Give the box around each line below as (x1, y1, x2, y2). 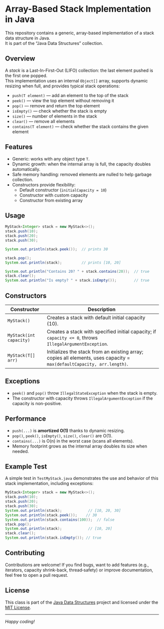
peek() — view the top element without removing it (12, 98, 114, 103)
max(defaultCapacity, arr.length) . (46, 360, 128, 367)
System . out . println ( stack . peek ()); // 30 (5, 512, 97, 518)
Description (87, 306, 116, 313)
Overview (5, 55, 36, 63)
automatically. (12, 166, 41, 172)
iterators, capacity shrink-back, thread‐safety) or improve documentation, (5, 567, 154, 573)
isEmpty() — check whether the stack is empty (12, 108, 107, 114)
